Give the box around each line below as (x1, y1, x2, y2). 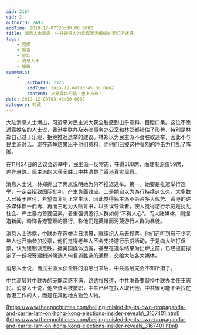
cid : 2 (6, 14, 22, 20)
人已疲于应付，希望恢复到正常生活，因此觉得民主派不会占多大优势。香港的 (6, 195, 186, 202)
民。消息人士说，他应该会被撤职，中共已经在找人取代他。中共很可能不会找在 (6, 284, 191, 291)
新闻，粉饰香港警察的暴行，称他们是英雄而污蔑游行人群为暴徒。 (11, 217, 165, 224)
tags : (6, 36, 19, 42)
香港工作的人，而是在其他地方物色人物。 (6, 291, 104, 298)
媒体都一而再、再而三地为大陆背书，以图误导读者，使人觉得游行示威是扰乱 (11, 203, 191, 210)
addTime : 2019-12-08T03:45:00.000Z (27, 85, 114, 91)
